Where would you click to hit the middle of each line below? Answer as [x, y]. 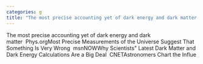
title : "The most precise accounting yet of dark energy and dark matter [102, 18]
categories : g [24, 12]
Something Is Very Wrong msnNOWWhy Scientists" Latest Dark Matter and [101, 48]
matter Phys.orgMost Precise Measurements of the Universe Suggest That [100, 41]
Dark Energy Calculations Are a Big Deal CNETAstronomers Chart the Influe [101, 54]
